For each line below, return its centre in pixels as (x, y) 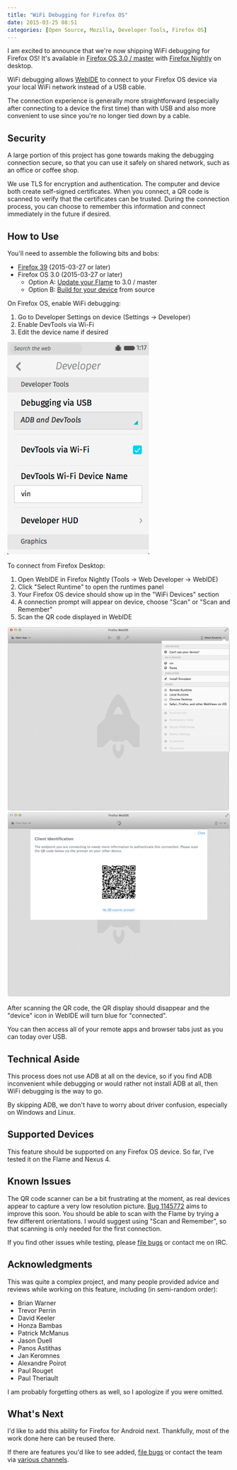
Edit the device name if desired (63, 332)
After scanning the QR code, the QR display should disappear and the (109, 1008)
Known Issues (39, 1182)
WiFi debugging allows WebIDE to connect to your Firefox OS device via (112, 80)
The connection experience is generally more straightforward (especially (113, 101)
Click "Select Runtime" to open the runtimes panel (91, 587)
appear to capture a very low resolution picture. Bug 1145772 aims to (107, 1206)
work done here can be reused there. (62, 1439)
